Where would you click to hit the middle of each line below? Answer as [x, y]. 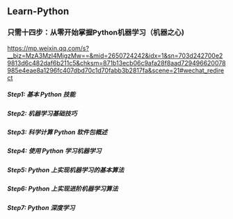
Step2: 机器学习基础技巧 [42, 113]
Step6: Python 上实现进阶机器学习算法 [63, 189]
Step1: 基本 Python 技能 [41, 95]
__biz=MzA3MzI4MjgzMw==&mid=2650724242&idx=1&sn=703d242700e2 [115, 56]
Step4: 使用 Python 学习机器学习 [55, 151]
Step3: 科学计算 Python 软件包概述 [57, 132]
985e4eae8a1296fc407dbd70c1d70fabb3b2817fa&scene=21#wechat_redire [116, 70]
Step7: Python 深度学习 [41, 207]
